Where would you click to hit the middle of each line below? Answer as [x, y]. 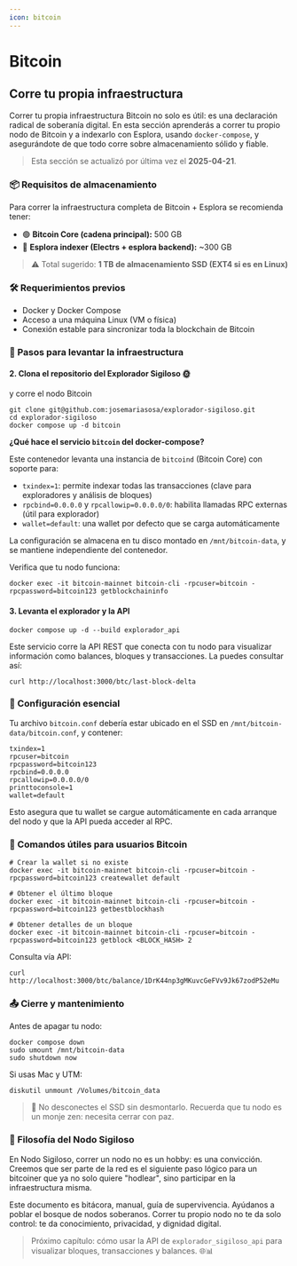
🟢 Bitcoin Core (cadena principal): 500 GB [102, 234]
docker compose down [47, 1043]
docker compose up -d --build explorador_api [94, 630]
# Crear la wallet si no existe [69, 863]
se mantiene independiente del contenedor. [89, 550]
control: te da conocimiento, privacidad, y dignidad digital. [115, 1223]
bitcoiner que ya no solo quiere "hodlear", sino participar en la [123, 1178]
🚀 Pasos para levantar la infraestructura [97, 352]
